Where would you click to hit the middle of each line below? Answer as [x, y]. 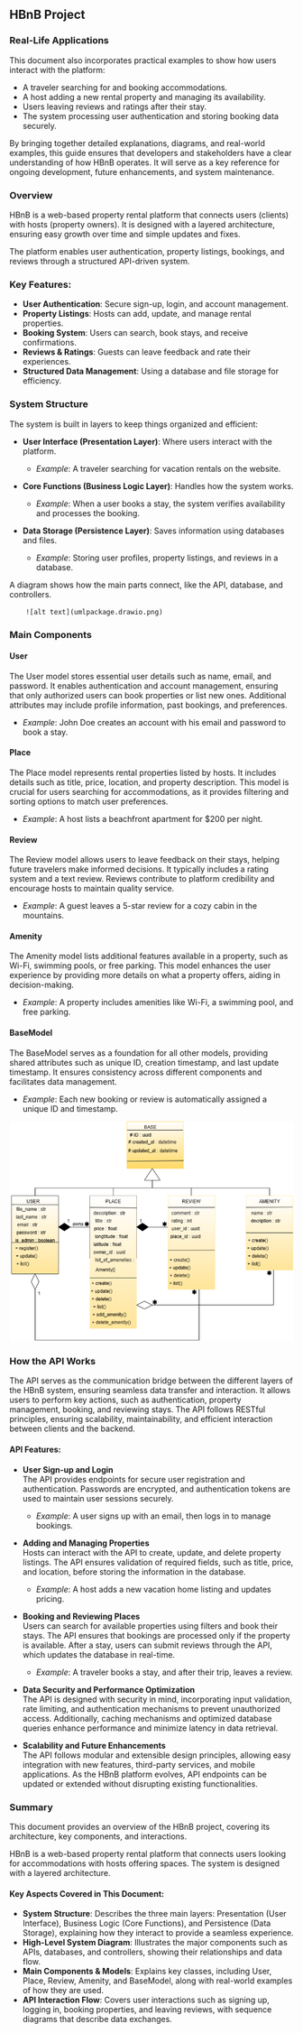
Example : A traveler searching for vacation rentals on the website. [158, 468]
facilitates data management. [63, 1081]
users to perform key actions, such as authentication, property [125, 1400]
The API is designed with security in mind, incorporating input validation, [157, 1699]
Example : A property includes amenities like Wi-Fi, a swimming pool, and [158, 1003]
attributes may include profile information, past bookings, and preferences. [148, 705]
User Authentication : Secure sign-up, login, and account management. [155, 304]
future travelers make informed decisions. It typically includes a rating [139, 869]
